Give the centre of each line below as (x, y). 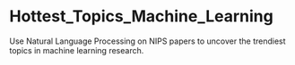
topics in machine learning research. (77, 50)
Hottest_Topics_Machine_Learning (141, 16)
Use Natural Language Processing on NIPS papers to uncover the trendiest (147, 41)
